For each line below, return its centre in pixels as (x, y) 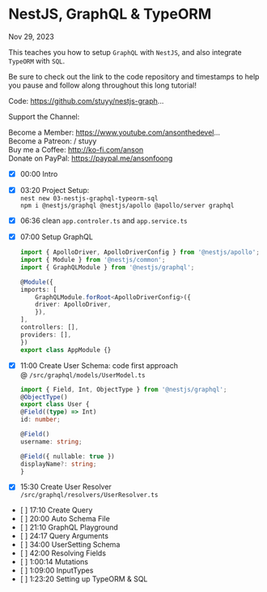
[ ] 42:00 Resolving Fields (63, 553)
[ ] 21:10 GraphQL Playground (69, 527)
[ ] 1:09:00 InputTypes (57, 571)
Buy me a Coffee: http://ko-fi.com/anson (76, 149)
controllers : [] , (49, 328)
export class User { (55, 405)
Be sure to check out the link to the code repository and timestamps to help (134, 76)
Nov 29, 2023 (31, 36)
